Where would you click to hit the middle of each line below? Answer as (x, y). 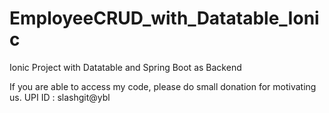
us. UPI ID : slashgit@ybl (60, 97)
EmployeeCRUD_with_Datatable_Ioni (164, 18)
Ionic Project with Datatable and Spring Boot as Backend (125, 67)
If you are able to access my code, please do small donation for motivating (163, 86)
